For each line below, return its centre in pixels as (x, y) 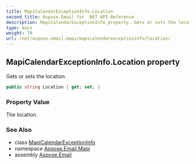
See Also (19, 130)
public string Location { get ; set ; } (53, 87)
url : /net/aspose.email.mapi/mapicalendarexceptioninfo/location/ (88, 39)
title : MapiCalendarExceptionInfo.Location (60, 11)
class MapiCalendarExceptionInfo (55, 142)
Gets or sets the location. (36, 76)
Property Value (28, 102)
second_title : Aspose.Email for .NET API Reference (70, 17)
